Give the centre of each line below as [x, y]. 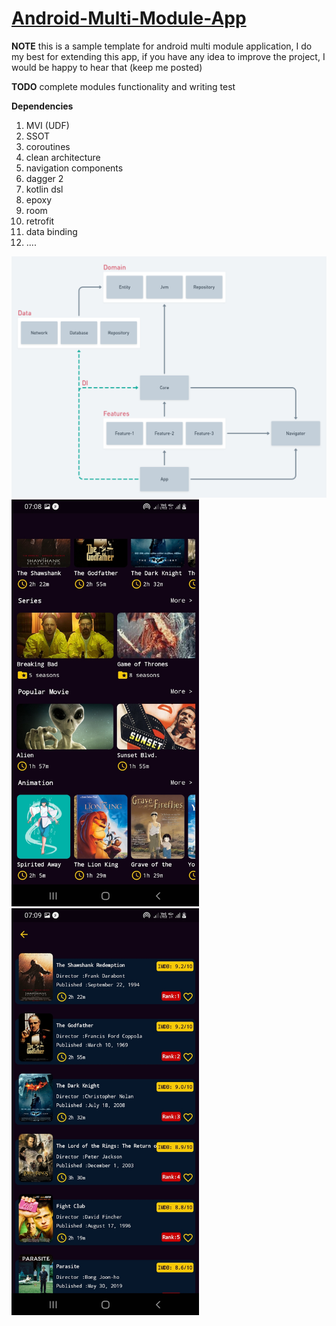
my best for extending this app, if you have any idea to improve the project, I [168, 56]
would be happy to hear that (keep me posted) [107, 67]
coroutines [48, 146]
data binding [51, 231]
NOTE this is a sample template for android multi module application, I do [162, 46]
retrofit [40, 221]
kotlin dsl [44, 189]
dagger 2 [44, 178]
